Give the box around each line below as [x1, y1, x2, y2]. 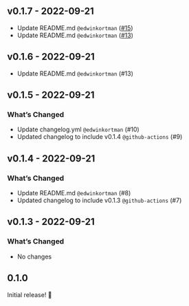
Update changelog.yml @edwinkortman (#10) [16, 125, 140, 133]
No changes [16, 252, 52, 261]
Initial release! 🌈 [7, 290, 53, 298]
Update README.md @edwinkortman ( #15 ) [16, 23, 133, 32]
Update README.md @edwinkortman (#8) [16, 189, 131, 197]
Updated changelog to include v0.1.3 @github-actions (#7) [16, 196, 182, 204]
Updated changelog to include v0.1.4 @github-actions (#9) [16, 133, 183, 141]
